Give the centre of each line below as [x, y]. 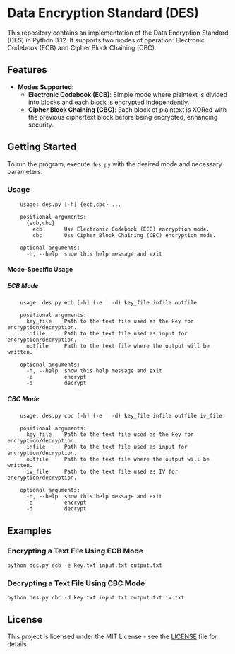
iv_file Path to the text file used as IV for [102, 472]
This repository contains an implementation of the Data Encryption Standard [118, 33]
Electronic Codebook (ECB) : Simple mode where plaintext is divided [128, 94]
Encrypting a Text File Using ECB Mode [75, 551]
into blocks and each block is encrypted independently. [109, 102]
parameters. [25, 171]
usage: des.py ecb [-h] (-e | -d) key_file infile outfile [109, 303]
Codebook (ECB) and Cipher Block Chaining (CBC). [82, 47]
